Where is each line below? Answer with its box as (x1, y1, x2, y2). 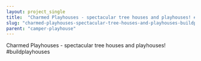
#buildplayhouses (6, 48, 50, 56)
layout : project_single (6, 8, 66, 15)
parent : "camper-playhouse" (6, 25, 77, 32)
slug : (6, 20, 20, 26)
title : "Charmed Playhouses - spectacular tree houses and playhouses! (6, 14, 191, 20)
